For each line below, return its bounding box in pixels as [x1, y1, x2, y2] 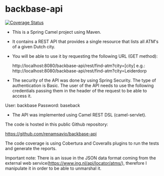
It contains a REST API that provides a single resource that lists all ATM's [12, 38, 159, 44]
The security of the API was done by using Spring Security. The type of [12, 77, 157, 83]
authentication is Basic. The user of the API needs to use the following [12, 82, 154, 88]
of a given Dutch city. [12, 44, 55, 49]
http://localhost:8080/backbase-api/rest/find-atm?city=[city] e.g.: [12, 63, 145, 68]
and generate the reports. [5, 145, 57, 151]
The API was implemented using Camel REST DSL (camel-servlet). [12, 111, 147, 118]
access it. [12, 93, 32, 99]
